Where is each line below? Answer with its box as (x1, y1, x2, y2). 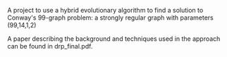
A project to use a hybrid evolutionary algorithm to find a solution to (7, 6, 204, 14)
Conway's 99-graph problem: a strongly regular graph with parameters (7, 13, 214, 22)
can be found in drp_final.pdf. (7, 42, 93, 50)
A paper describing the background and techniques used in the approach (7, 34, 221, 43)
